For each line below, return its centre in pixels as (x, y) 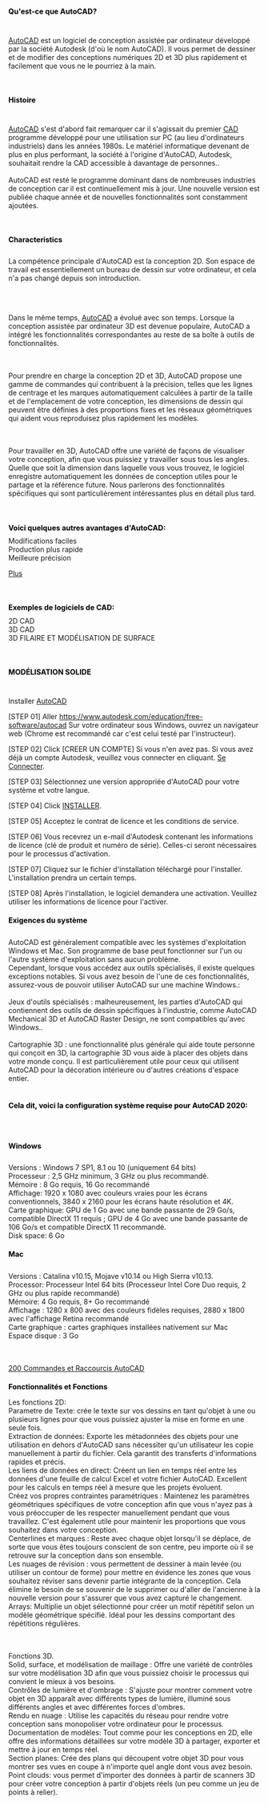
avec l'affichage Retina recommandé (69, 1318)
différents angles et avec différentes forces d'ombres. (97, 1707)
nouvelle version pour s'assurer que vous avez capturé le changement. (125, 1598)
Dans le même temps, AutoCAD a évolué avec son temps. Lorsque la (121, 318)
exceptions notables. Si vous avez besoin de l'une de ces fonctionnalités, (129, 976)
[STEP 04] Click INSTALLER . (55, 806)
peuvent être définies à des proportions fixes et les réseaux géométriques (130, 410)
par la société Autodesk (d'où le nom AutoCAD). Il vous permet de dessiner (132, 49)
